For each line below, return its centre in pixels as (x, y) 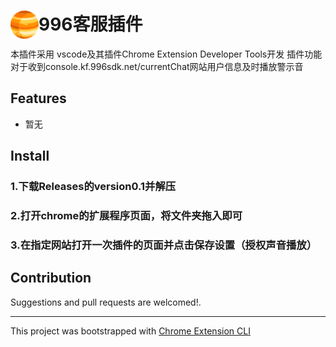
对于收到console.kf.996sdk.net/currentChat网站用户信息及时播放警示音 (157, 66)
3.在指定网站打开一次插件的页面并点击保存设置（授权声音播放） (164, 245)
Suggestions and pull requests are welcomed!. (106, 302)
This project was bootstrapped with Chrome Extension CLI (130, 331)
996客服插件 (90, 24)
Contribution (51, 278)
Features (38, 98)
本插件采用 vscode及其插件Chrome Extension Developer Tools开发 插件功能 (166, 54)
